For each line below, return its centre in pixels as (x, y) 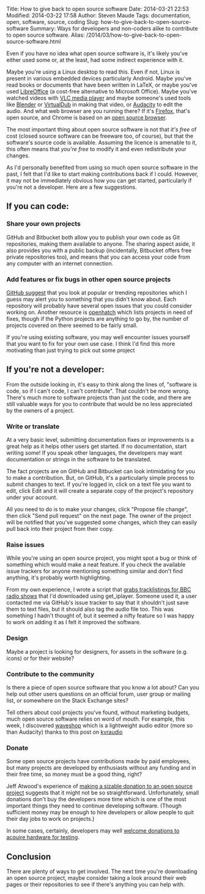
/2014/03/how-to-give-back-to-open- (134, 35)
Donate (17, 748)
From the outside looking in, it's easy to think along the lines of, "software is (102, 384)
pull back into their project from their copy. (60, 529)
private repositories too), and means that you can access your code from (99, 257)
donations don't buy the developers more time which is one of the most (96, 799)
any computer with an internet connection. (60, 263)
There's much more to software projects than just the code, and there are (99, 397)
